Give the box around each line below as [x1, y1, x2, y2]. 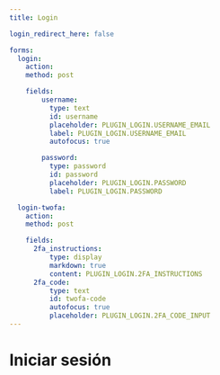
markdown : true [48, 261, 106, 270]
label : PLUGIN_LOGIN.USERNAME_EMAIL [48, 129, 187, 138]
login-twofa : [17, 203, 66, 212]
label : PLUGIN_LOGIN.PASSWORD [48, 186, 163, 196]
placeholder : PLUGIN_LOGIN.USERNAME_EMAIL [48, 121, 211, 129]
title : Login [9, 13, 58, 22]
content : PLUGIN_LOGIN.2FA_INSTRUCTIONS [48, 269, 203, 279]
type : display [48, 253, 102, 262]
